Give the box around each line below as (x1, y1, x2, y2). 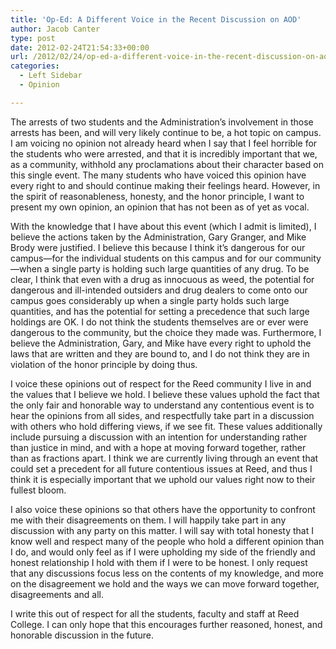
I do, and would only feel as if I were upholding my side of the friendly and (10, 546, 316, 558)
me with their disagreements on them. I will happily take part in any (10, 514, 287, 526)
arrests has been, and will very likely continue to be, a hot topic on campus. (10, 126, 322, 138)
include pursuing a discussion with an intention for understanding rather (10, 431, 308, 443)
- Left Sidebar (19, 71, 83, 81)
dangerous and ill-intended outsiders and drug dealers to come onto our (10, 284, 308, 296)
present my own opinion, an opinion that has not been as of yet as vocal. (10, 201, 310, 213)
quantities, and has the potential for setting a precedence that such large (10, 305, 310, 317)
